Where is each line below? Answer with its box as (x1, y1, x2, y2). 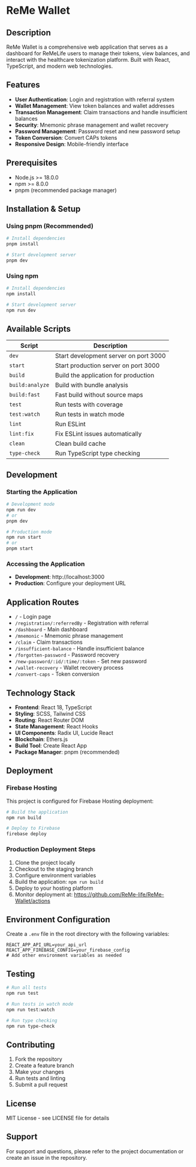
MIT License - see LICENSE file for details (6, 1114, 110, 1122)
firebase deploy (6, 831, 47, 837)
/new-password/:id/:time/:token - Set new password (14, 658, 147, 665)
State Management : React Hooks (14, 723, 98, 730)
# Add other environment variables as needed (6, 952, 122, 959)
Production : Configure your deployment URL (14, 580, 126, 587)
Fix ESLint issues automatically (55, 430, 142, 438)
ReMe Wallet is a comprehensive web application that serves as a (6, 43, 168, 50)
